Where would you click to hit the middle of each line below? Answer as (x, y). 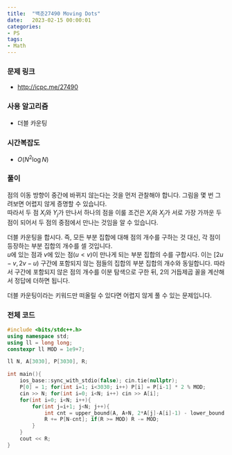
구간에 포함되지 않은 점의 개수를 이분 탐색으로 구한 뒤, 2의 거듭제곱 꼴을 (110, 272)
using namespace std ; (38, 336)
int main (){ (24, 374)
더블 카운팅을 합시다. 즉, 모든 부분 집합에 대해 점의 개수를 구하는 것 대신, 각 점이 (114, 237)
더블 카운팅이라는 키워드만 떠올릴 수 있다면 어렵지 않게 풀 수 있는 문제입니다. (110, 295)
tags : (15, 40)
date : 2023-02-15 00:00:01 (49, 20)
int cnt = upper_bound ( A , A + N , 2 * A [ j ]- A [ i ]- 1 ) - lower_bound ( (136, 413)
